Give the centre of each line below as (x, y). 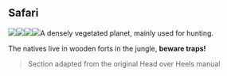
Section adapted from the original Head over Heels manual (124, 63)
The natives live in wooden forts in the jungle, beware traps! (107, 48)
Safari (23, 13)
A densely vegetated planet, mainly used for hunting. (127, 33)
